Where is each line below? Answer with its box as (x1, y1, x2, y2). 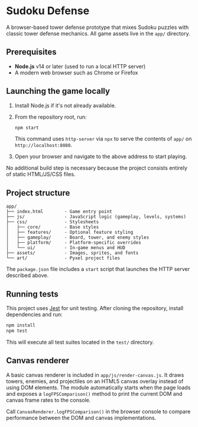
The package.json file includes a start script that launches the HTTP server (6, 266, 190, 273)
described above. (6, 272, 49, 279)
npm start (14, 125, 40, 131)
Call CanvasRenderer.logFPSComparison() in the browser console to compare (6, 408, 191, 415)
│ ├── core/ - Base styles (6, 224, 99, 230)
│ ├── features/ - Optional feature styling (6, 229, 134, 236)
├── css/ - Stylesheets (6, 219, 99, 225)
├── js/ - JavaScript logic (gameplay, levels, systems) (6, 214, 186, 220)
